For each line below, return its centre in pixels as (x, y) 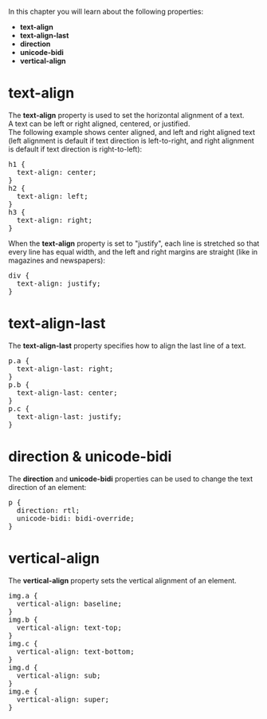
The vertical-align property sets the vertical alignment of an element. (122, 580)
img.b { (23, 619)
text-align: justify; (59, 283)
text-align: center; (57, 172)
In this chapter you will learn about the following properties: (106, 12)
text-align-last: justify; (69, 417)
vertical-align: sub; (59, 675)
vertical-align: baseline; (69, 603)
